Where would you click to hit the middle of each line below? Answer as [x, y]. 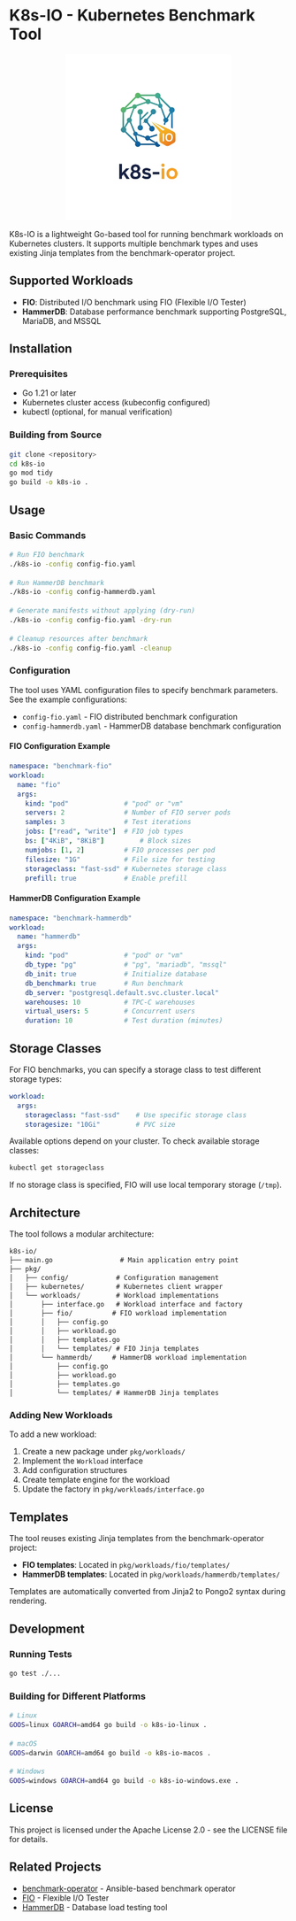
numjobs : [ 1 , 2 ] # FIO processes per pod [120, 850]
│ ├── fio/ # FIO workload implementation [118, 1314]
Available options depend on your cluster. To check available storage [134, 1141]
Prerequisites [38, 374]
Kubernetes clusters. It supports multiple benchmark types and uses [134, 243]
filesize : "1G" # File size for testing [120, 860]
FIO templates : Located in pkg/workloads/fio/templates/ [126, 1565]
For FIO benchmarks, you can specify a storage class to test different [135, 1069]
